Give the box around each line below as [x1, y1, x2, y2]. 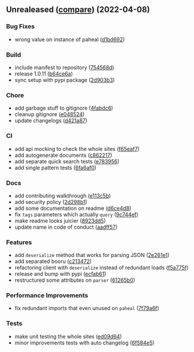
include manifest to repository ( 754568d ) [14, 64, 115, 71]
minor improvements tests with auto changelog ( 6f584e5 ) [14, 339, 155, 346]
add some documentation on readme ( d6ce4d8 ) [14, 205, 132, 212]
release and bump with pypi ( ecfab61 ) [14, 271, 107, 278]
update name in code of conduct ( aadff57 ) [14, 223, 118, 231]
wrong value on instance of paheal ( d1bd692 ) [14, 35, 125, 43]
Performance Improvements [6, 291, 89, 300]
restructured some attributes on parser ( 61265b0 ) [14, 277, 135, 284]
